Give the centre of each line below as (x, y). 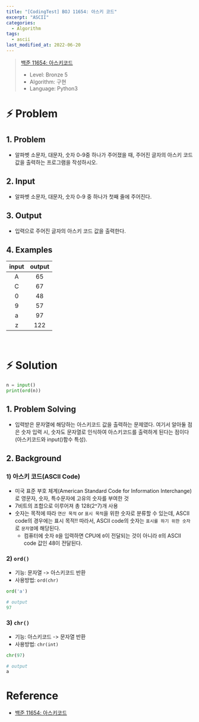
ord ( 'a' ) (17, 591)
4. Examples (29, 250)
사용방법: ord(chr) (37, 580)
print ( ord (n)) (24, 391)
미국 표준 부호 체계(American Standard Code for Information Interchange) (103, 490)
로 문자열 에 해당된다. (37, 528)
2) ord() (18, 559)
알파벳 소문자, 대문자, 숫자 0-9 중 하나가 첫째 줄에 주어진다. (83, 196)
